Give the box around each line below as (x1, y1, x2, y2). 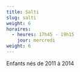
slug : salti (6, 15, 36, 21)
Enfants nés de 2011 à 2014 (6, 59, 75, 67)
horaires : (6, 26, 32, 32)
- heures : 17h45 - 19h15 (12, 32, 75, 38)
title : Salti (6, 9, 39, 15)
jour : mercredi (17, 37, 56, 43)
